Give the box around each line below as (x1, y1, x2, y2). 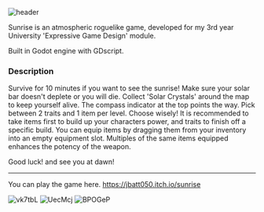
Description (8, 65, 54, 76)
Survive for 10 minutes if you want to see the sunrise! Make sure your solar (8, 83, 250, 93)
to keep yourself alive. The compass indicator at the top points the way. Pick (8, 101, 255, 110)
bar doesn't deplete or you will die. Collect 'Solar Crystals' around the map (8, 92, 250, 101)
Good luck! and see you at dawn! (8, 157, 115, 166)
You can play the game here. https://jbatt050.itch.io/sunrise (8, 180, 201, 189)
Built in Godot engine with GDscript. (8, 46, 124, 55)
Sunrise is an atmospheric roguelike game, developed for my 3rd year (8, 23, 234, 31)
